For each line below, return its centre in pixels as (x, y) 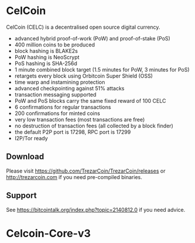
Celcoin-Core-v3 (48, 233)
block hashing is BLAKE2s (46, 50)
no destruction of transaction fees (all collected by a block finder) (94, 126)
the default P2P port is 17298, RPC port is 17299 (73, 132)
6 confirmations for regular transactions (63, 107)
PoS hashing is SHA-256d (46, 63)
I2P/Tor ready (31, 138)
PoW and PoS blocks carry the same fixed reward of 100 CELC (90, 100)
